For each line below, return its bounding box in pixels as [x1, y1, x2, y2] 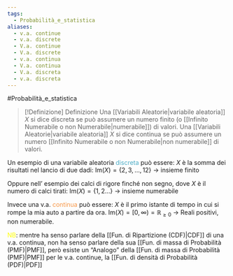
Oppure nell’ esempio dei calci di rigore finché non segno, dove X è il [7, 180, 206, 188]
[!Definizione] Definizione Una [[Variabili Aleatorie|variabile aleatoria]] [24, 108, 226, 116]
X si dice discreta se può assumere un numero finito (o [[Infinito [24, 115, 209, 124]
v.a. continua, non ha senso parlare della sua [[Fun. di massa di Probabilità [7, 238, 222, 247]
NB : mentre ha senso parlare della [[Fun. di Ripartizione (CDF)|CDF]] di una [7, 231, 224, 240]
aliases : [7, 23, 33, 30]
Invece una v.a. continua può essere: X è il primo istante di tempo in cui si [7, 201, 219, 209]
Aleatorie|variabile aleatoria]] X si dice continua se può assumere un [24, 130, 222, 138]
